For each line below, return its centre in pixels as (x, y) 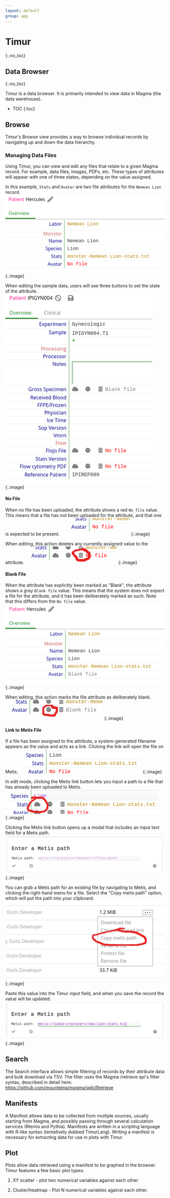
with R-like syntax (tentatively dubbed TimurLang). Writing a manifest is (80, 1132)
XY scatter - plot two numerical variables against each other (75, 1180)
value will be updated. (28, 999)
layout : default (22, 11)
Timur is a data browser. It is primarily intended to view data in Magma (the (83, 94)
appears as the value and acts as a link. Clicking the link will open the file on (84, 747)
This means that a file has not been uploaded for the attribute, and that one (83, 516)
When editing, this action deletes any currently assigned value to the (77, 544)
